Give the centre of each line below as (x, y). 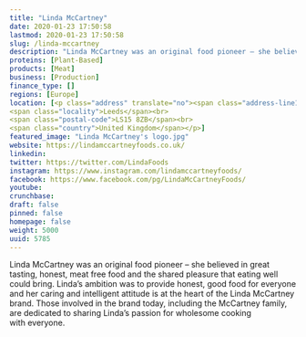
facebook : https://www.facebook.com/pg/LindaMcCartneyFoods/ (128, 179)
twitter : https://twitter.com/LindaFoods (89, 162)
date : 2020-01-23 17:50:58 (61, 26)
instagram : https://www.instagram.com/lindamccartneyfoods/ (126, 171)
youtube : (26, 188)
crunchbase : (32, 196)
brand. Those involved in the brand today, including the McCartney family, (148, 303)
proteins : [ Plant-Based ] (56, 60)
